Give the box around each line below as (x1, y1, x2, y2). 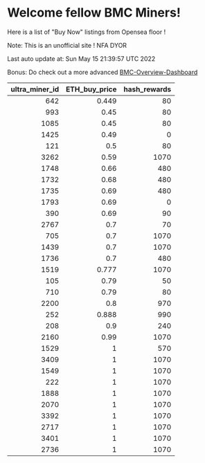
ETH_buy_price (65, 84, 117, 94)
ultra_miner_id (10, 84, 60, 94)
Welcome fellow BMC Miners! (7, 5, 181, 21)
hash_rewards (123, 84, 172, 94)
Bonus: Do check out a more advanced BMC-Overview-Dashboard (7, 68, 198, 76)
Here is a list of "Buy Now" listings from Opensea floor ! (7, 28, 166, 36)
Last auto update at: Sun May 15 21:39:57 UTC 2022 (7, 54, 156, 63)
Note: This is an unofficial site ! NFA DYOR (7, 41, 127, 49)
